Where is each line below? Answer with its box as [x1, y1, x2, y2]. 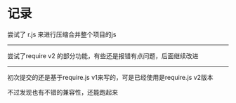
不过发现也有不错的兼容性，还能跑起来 [7, 88, 118, 96]
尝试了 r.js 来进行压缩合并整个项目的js [7, 30, 117, 39]
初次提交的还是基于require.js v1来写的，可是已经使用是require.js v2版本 [7, 73, 214, 81]
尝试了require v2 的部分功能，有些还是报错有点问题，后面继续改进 [7, 51, 199, 60]
